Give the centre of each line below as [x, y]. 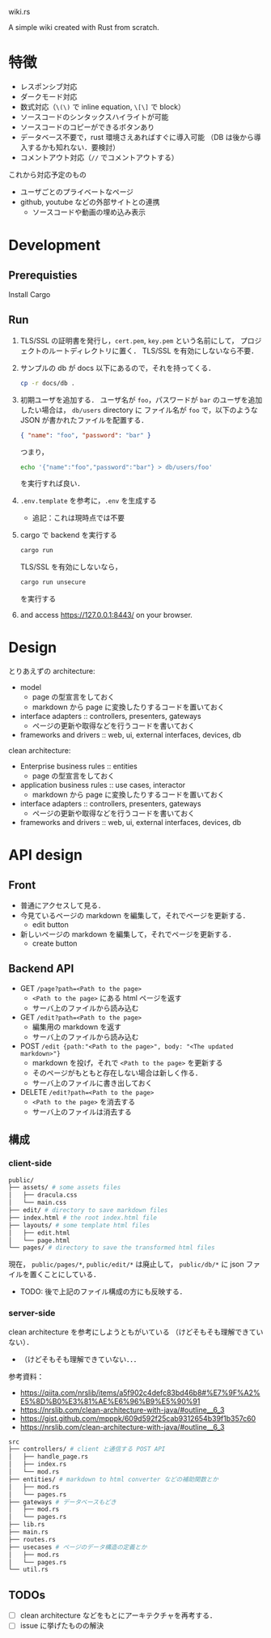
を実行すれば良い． [52, 483]
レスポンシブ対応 [49, 86]
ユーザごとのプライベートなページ [77, 191]
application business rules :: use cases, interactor [103, 785]
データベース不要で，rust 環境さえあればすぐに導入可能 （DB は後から [137, 137]
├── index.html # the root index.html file [83, 1218]
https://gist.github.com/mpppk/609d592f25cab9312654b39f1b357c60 [138, 1418]
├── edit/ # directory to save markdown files [88, 1210]
